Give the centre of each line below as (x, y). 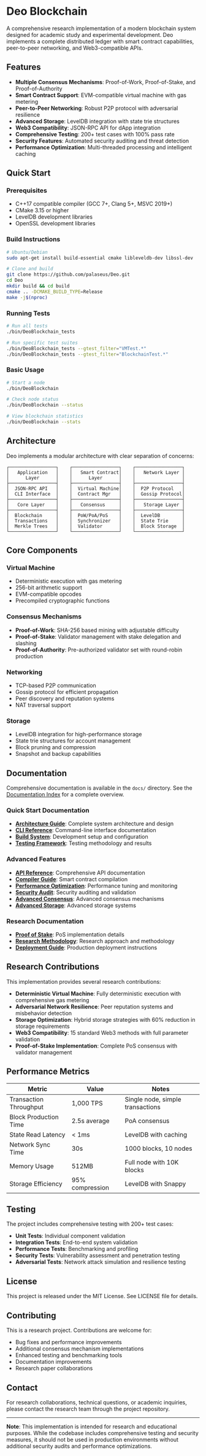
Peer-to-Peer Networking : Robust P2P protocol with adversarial (97, 108)
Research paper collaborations (54, 1368)
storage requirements (43, 1026)
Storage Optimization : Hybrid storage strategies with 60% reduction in (105, 1019)
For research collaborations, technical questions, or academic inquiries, (97, 1402)
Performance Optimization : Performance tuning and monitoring (96, 886)
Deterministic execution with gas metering (69, 581)
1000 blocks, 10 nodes (158, 1148)
